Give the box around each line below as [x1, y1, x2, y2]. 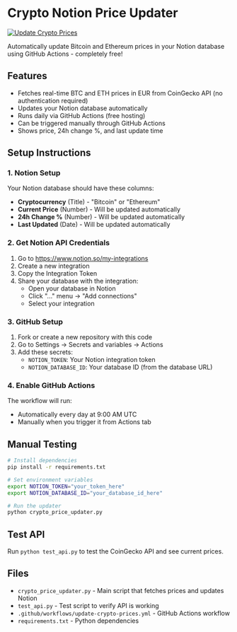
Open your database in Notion [28, 284, 116, 293]
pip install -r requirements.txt [7, 464, 106, 471]
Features [7, 70, 47, 82]
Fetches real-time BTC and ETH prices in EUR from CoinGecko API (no [17, 88, 223, 97]
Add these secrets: [17, 348, 73, 356]
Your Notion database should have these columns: [7, 184, 154, 192]
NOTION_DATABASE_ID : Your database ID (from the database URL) [28, 363, 213, 372]
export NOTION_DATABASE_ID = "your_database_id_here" [7, 489, 163, 496]
